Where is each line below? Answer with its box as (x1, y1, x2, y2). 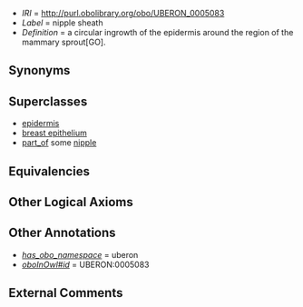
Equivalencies (8, 163, 90, 179)
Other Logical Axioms (8, 194, 133, 210)
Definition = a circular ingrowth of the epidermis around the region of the (21, 27, 294, 37)
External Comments (8, 285, 123, 301)
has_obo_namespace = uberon (21, 249, 139, 260)
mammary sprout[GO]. (21, 36, 106, 47)
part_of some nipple (21, 137, 97, 148)
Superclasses (8, 94, 88, 109)
